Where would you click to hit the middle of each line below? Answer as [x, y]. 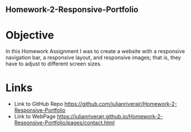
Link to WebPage [35, 117]
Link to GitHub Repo [38, 104]
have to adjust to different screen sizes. [54, 64]
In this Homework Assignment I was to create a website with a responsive [95, 51]
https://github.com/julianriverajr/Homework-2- [121, 104]
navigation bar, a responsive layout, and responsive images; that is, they [93, 58]
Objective [30, 35]
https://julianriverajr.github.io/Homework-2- [110, 117]
